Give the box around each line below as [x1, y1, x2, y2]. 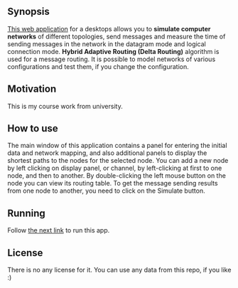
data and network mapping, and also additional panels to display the [7, 149, 207, 157]
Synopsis [7, 6, 50, 18]
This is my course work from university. [7, 102, 123, 110]
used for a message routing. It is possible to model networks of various [7, 55, 216, 63]
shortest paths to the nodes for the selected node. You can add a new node [7, 156, 229, 165]
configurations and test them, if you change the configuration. [7, 62, 190, 70]
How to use [7, 122, 58, 134]
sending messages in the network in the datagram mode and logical [7, 39, 206, 48]
